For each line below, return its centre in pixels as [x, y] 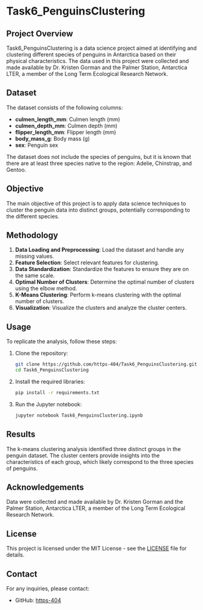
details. [15, 555]
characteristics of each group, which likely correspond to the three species [100, 461]
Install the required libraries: [50, 381]
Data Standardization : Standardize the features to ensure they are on [102, 269]
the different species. [33, 216]
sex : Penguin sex [37, 145]
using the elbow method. [46, 289]
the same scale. [35, 276]
